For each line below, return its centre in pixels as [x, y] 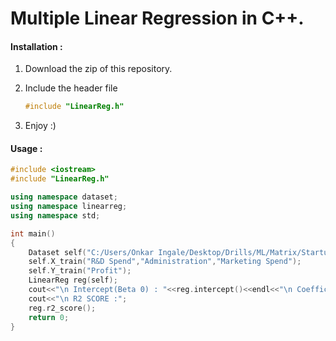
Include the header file [71, 88]
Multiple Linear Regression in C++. [157, 18]
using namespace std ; [55, 215]
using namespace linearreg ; [69, 207]
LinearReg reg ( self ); [73, 280]
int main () [33, 233]
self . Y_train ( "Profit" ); [80, 271]
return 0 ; [49, 317]
